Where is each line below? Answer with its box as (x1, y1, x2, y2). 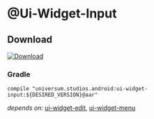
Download (7, 34, 52, 45)
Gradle (7, 69, 31, 79)
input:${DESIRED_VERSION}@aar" (7, 92, 98, 99)
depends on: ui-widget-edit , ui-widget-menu (7, 104, 136, 112)
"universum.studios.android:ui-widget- (32, 85, 148, 92)
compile (7, 85, 30, 92)
